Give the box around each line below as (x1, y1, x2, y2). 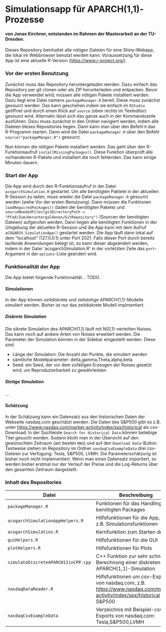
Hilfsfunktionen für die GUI (96, 536, 158, 543)
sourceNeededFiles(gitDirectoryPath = (5, 210, 85, 214)
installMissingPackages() (39, 150, 92, 155)
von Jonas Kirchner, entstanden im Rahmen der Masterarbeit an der (5, 31, 147, 37)
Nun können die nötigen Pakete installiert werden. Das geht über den (5, 143, 146, 149)
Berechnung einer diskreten (96, 559, 161, 565)
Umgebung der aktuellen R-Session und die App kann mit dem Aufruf (5, 224, 147, 230)
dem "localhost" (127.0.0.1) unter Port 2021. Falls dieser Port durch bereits (5, 235, 155, 241)
